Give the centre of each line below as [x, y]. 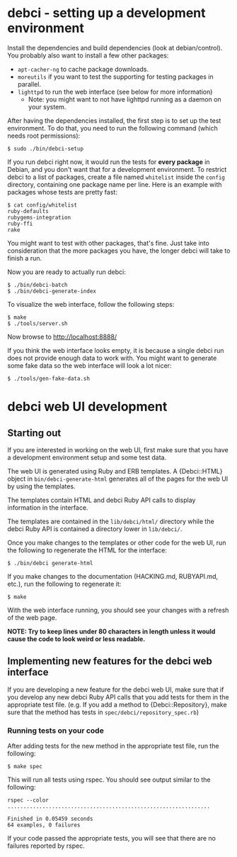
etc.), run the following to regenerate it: [64, 584]
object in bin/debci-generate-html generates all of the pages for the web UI [118, 479]
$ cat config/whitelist [42, 205]
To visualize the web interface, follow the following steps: [91, 304]
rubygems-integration [39, 217]
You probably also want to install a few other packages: [88, 55]
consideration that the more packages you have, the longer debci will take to [119, 251]
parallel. [29, 84]
